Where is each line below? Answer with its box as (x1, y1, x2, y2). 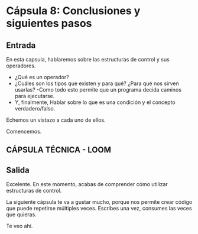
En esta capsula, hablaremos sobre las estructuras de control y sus (6, 56, 170, 63)
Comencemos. (6, 128, 42, 135)
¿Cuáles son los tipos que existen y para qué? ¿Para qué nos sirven (14, 80, 179, 87)
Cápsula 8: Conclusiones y (6, 4, 141, 18)
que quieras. (6, 211, 37, 218)
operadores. (6, 62, 36, 69)
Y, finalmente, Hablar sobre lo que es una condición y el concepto (14, 99, 176, 106)
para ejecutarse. (14, 93, 55, 99)
